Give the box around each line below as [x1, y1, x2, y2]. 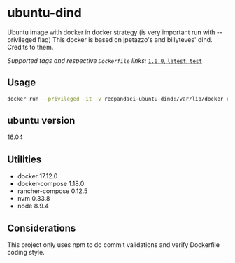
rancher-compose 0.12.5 [17, 187, 88, 195]
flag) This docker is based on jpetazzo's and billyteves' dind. [37, 35, 213, 43]
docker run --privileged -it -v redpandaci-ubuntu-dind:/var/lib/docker [7, 95, 224, 102]
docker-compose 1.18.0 [17, 180, 85, 188]
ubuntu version [7, 115, 76, 127]
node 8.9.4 [17, 201, 49, 211]
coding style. [7, 248, 45, 257]
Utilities [7, 153, 42, 165]
